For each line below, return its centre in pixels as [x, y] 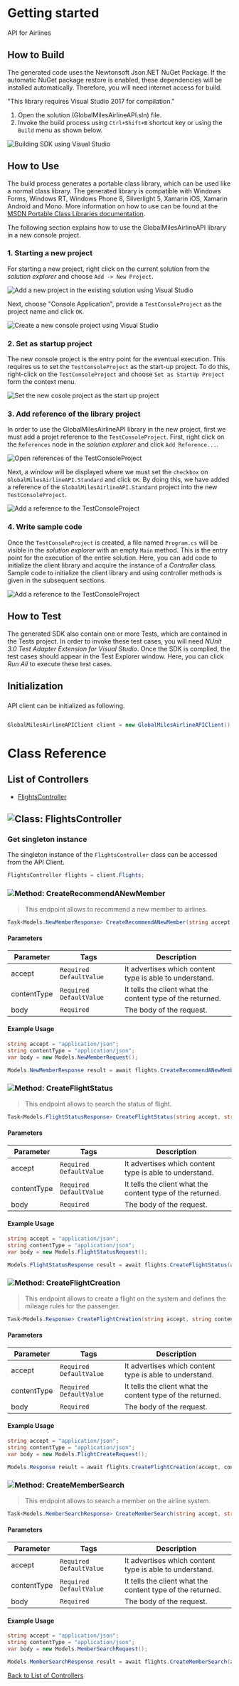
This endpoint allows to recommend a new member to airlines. [116, 909]
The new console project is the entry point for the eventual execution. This [116, 359]
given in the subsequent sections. [57, 580]
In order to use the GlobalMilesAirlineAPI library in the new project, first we [117, 429]
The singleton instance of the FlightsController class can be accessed [113, 855]
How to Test [34, 617]
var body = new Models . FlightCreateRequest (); [78, 1454]
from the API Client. [36, 863]
